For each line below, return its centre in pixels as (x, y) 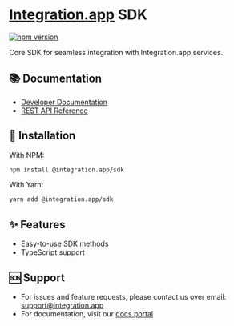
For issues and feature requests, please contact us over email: (123, 296)
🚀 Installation (42, 136)
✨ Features (37, 225)
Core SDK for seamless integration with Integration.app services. (116, 52)
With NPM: (27, 155)
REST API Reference (54, 111)
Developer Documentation (64, 102)
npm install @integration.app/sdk (67, 170)
